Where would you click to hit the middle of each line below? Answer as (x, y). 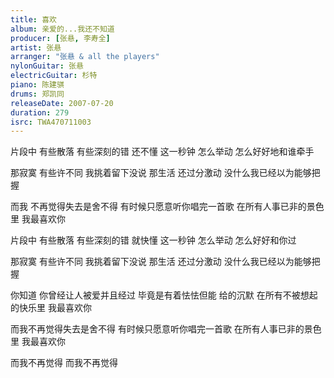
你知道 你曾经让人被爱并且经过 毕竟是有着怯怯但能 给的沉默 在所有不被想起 (164, 295)
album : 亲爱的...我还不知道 (62, 29)
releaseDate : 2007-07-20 (62, 103)
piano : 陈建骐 (37, 85)
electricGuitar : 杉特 (54, 76)
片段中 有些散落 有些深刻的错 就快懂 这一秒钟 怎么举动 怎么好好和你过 (153, 240)
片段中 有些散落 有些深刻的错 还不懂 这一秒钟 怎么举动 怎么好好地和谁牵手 (162, 152)
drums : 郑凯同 (37, 94)
